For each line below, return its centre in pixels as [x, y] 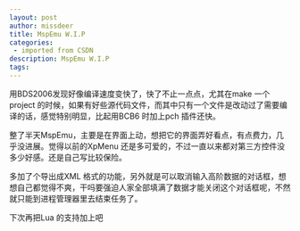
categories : [31, 42]
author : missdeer [42, 26]
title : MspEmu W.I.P [48, 34]
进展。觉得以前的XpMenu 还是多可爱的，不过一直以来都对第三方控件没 [155, 146]
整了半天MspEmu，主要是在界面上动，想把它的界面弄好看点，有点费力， [143, 135]
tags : [19, 68]
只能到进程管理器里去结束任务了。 [79, 198]
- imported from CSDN [53, 51]
